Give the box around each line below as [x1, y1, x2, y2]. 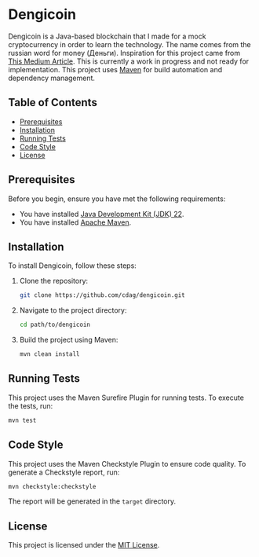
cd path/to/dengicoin [19, 321, 90, 329]
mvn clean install [19, 350, 80, 358]
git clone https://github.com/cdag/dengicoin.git [19, 291, 186, 299]
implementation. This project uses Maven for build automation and [8, 64, 223, 74]
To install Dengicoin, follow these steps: [8, 261, 137, 270]
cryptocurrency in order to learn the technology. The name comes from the [8, 39, 251, 49]
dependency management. [8, 73, 96, 82]
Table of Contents [8, 96, 98, 109]
